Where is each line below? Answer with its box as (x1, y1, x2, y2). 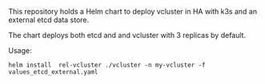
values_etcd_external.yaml (8, 68, 98, 76)
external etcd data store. (8, 15, 90, 25)
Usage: (8, 46, 32, 55)
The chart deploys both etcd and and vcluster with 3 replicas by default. (8, 31, 247, 40)
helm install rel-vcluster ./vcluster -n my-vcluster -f (8, 61, 206, 69)
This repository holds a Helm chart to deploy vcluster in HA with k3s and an (8, 7, 258, 16)
